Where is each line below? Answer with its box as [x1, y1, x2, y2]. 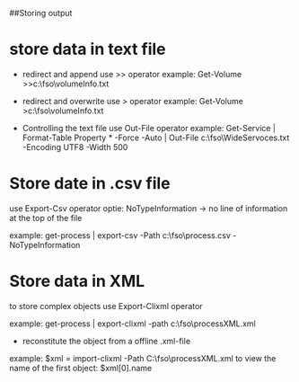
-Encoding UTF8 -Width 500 [22, 141, 128, 152]
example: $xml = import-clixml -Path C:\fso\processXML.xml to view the [9, 352, 277, 363]
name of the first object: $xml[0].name [9, 362, 153, 373]
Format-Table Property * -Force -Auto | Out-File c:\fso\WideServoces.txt [22, 132, 290, 143]
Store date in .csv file [9, 173, 171, 194]
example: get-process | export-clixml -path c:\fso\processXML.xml [9, 318, 256, 329]
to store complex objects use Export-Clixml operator [9, 300, 204, 311]
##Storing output [9, 8, 73, 18]
